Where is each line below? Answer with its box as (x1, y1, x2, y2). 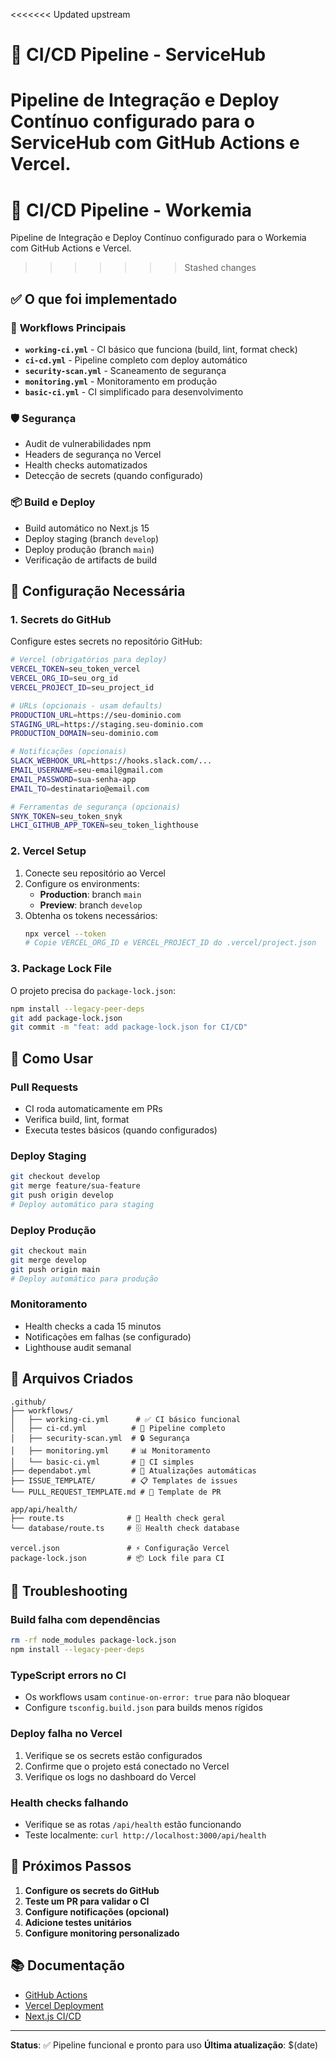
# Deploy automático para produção (10, 1274, 159, 1284)
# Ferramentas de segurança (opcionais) (10, 802, 182, 812)
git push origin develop (10, 1190, 114, 1200)
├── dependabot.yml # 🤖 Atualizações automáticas (10, 1465, 257, 1476)
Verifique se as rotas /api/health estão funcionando (24, 1818, 242, 1830)
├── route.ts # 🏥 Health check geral (10, 1513, 226, 1523)
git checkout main (10, 1246, 87, 1256)
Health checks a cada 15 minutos (24, 1320, 162, 1332)
